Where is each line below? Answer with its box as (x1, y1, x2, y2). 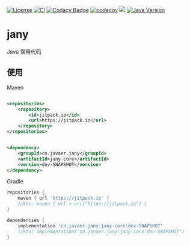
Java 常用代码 (7, 48, 41, 55)
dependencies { (7, 217, 45, 223)
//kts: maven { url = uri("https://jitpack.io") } (17, 201, 147, 207)
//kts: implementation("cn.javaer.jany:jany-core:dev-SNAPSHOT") (17, 229, 185, 235)
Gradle (7, 178, 23, 185)
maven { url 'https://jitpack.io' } (17, 195, 110, 201)
